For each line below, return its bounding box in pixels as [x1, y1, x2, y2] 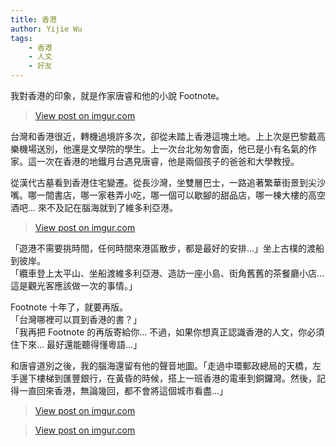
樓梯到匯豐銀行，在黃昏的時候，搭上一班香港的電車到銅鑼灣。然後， [36, 372, 317, 384]
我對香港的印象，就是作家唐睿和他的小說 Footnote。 [10, 90, 225, 101]
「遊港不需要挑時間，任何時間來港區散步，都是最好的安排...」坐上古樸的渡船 [10, 242, 325, 254]
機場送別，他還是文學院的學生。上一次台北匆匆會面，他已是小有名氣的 [18, 143, 308, 155]
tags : [10, 33, 33, 43]
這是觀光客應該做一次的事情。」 [10, 280, 138, 291]
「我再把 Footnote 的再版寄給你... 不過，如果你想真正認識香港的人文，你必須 [10, 326, 325, 338]
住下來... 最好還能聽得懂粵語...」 [10, 339, 143, 350]
